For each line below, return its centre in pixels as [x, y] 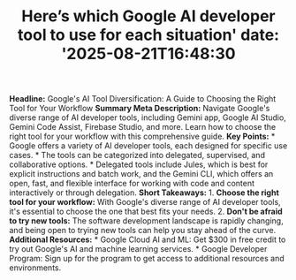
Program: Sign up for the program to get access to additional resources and [147, 259]
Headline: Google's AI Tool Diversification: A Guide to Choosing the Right [143, 99]
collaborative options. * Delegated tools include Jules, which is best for [139, 164]
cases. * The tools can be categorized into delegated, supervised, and [137, 155]
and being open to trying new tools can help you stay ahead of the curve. [143, 231]
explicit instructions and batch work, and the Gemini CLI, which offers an [141, 174]
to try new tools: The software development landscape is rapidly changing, [147, 221]
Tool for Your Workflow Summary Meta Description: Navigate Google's [140, 109]
